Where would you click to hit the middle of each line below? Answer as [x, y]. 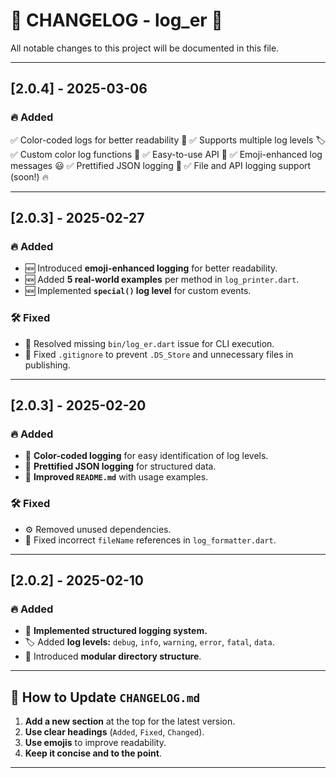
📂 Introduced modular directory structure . [113, 656]
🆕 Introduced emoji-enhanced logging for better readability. [151, 268]
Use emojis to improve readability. [95, 743]
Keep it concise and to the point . [93, 753]
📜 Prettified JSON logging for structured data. [120, 466]
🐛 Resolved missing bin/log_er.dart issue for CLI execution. [149, 343]
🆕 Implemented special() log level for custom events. [138, 291]
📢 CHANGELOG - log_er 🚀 [116, 20]
